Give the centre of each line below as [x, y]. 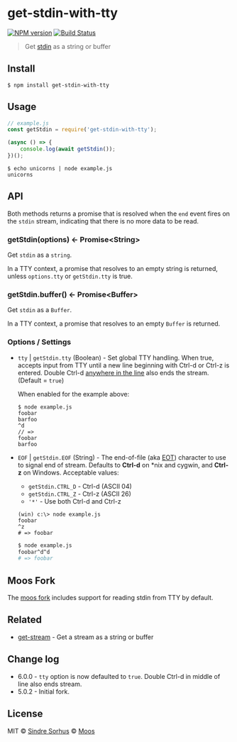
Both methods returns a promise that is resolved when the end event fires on [119, 214]
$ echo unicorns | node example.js [60, 168]
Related [25, 620]
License [25, 714]
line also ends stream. [50, 684]
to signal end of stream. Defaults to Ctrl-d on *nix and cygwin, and [115, 465]
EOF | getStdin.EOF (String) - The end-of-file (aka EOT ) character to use [122, 457]
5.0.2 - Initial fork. [43, 691]
